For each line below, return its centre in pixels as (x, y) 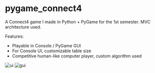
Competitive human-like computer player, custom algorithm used (77, 56)
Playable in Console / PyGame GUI (46, 45)
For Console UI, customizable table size (52, 51)
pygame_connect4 (44, 8)
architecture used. (23, 27)
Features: (15, 36)
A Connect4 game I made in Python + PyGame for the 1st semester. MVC (78, 22)
